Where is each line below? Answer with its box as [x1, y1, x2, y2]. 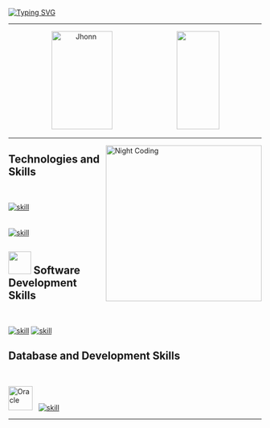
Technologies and [8, 153, 100, 167]
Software [33, 264, 80, 278]
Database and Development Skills [8, 349, 181, 363]
